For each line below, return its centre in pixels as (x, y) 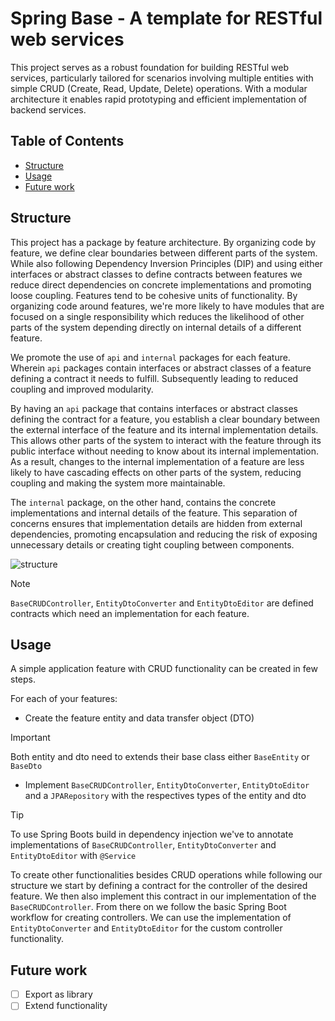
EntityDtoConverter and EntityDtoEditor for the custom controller (146, 928)
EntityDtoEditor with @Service (73, 856)
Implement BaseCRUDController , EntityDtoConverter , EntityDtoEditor (167, 785)
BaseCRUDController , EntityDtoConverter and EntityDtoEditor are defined (162, 603)
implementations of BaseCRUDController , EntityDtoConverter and (143, 845)
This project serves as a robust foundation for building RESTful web (149, 67)
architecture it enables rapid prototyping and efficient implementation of (159, 99)
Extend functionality (66, 1006)
